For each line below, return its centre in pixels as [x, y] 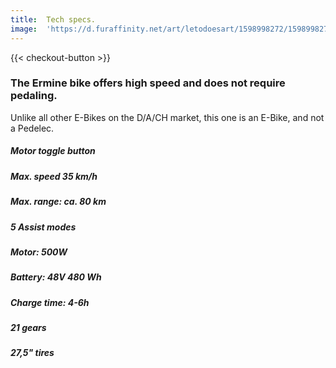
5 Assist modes [43, 227]
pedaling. [34, 96]
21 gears [28, 328]
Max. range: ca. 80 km [58, 202]
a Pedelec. [32, 128]
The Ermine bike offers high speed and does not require [148, 83]
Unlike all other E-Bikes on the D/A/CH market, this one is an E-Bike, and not [167, 117]
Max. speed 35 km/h [54, 176]
